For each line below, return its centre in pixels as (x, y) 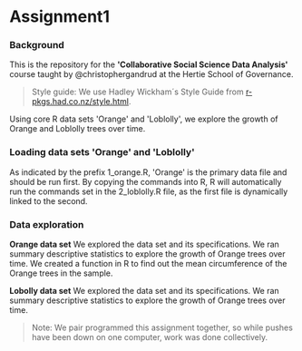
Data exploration (47, 224)
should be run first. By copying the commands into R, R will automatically (146, 181)
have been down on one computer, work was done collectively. (150, 337)
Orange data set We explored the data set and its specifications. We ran (144, 244)
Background (37, 45)
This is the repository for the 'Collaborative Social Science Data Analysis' (149, 64)
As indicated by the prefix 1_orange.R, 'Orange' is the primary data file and (148, 172)
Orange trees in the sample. (61, 273)
